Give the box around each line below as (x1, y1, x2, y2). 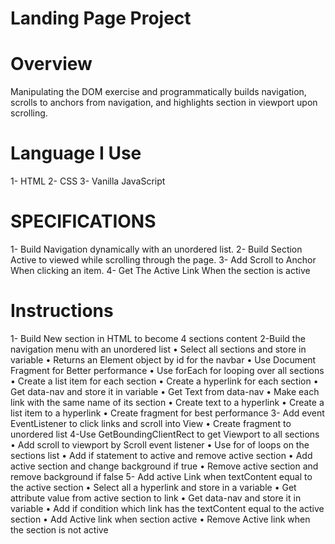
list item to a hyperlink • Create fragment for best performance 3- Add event (10, 407, 325, 419)
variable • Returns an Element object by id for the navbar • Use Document (10, 353, 317, 366)
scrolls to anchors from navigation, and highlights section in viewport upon (10, 97, 318, 109)
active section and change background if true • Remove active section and (10, 460, 319, 472)
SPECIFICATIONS (10, 210, 157, 233)
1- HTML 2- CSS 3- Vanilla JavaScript (10, 175, 166, 187)
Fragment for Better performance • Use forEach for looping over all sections (10, 364, 325, 376)
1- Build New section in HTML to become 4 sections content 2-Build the (10, 332, 306, 344)
